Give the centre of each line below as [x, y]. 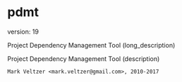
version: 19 [23, 32]
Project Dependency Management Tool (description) [84, 59]
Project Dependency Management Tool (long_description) [91, 45]
